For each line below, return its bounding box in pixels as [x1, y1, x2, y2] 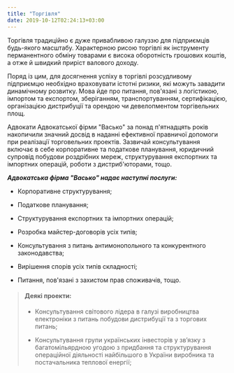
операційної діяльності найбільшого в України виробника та [34, 351, 214, 359]
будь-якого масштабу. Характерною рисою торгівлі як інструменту [7, 43, 210, 52]
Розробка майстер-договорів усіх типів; [17, 227, 138, 236]
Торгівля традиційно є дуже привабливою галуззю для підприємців [7, 36, 210, 44]
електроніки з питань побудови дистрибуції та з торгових [34, 314, 207, 323]
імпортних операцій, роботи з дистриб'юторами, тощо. [7, 160, 173, 168]
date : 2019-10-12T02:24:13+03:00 [7, 17, 105, 24]
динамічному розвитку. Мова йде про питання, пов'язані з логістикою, [7, 87, 219, 95]
